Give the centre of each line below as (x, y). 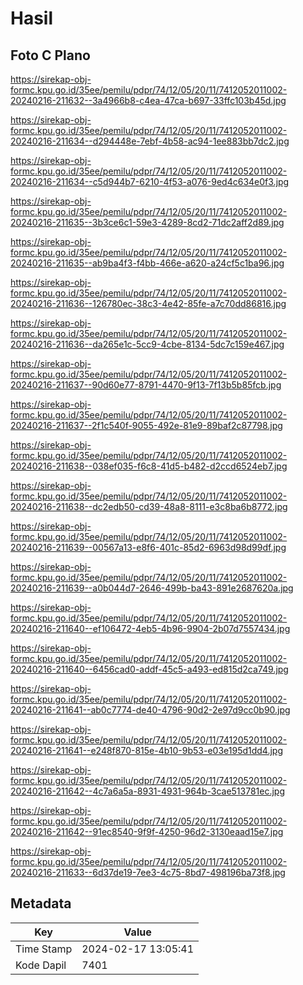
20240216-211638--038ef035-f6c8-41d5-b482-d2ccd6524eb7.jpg (149, 466)
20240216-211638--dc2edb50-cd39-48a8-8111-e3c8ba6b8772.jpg (149, 506)
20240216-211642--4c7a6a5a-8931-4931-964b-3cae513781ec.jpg (148, 791)
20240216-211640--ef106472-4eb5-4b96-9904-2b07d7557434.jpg (150, 628)
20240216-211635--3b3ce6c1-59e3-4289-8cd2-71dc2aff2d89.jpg (147, 222)
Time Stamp (44, 949)
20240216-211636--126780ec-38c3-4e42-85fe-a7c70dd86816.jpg (148, 303)
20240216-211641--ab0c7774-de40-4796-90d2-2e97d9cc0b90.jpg (150, 710)
